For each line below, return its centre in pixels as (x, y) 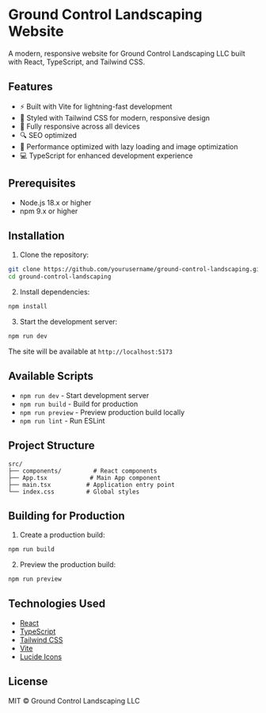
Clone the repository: (54, 255)
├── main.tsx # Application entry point (92, 485)
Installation (36, 236)
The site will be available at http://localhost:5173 (90, 351)
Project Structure (51, 446)
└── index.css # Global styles (74, 492)
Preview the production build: (68, 565)
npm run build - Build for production (79, 404)
